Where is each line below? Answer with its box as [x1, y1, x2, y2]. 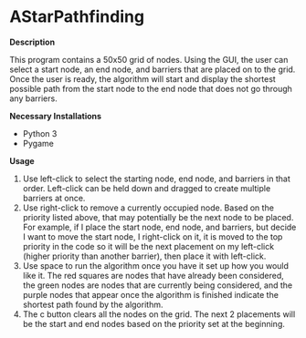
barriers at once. [22, 192, 86, 203]
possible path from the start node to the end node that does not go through [9, 83, 292, 94]
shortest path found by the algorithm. [22, 299, 164, 310]
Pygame [22, 138, 55, 149]
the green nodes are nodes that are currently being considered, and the [22, 280, 293, 291]
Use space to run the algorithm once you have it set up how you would [22, 260, 290, 271]
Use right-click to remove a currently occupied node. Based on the [22, 202, 274, 213]
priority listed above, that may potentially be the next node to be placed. [22, 211, 294, 222]
